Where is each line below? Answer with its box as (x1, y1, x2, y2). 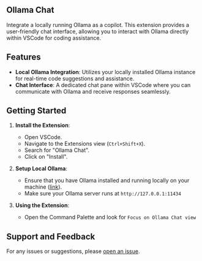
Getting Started (6, 105, 67, 116)
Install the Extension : (15, 122, 70, 129)
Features (6, 52, 41, 62)
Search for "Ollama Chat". (24, 146, 90, 154)
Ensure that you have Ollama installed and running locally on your (24, 177, 190, 184)
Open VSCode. (24, 134, 62, 141)
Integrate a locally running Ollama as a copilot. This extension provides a (6, 21, 190, 28)
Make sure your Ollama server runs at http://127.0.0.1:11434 (24, 190, 182, 197)
